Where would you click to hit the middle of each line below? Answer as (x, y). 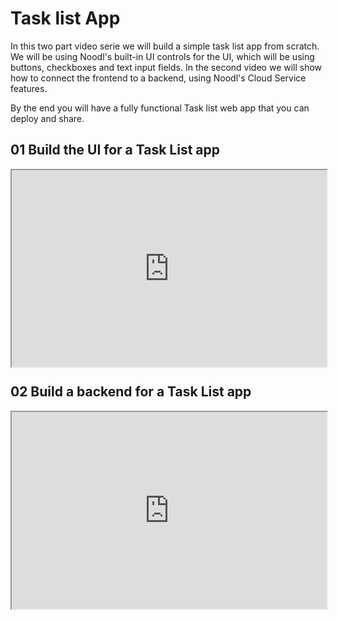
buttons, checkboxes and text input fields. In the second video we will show (166, 67)
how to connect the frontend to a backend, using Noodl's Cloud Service (158, 78)
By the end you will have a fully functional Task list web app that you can (160, 108)
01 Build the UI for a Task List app (115, 150)
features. (29, 88)
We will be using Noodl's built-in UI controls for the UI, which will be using (162, 56)
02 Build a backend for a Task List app (131, 392)
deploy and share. (47, 118)
